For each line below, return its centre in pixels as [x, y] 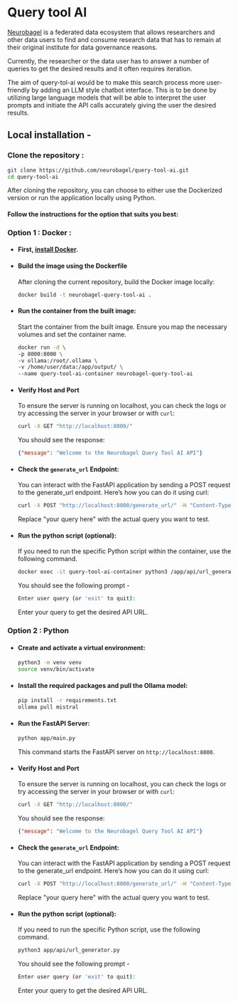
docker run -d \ [42, 347]
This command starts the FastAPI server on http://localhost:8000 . [116, 752]
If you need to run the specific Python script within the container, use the [124, 551]
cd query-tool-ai [33, 177]
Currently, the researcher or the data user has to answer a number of [108, 61]
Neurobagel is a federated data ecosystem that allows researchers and [111, 32]
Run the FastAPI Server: [54, 723]
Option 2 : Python [38, 631]
